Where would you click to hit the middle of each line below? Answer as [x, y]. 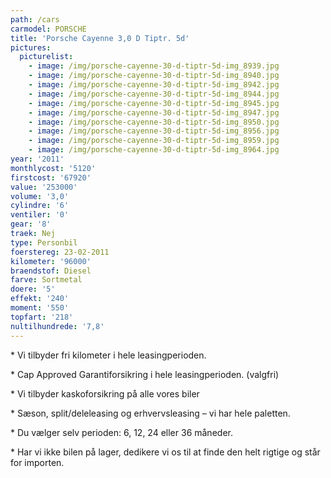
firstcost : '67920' [51, 177]
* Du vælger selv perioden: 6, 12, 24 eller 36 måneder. [121, 432]
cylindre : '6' [40, 206]
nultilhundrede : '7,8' [57, 326]
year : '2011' [37, 159]
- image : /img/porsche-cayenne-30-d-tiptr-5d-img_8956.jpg [154, 131]
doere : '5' [33, 289]
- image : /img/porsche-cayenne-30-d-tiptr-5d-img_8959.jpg [154, 141]
